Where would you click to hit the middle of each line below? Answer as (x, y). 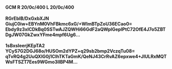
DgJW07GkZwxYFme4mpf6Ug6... (43, 35)
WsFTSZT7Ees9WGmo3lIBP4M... (41, 62)
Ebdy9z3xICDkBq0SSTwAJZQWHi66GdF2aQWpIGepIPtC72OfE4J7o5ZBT (85, 29)
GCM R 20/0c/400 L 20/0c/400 (40, 7)
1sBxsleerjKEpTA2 (25, 45)
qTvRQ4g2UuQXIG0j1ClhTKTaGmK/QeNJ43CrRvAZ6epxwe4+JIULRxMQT (86, 57)
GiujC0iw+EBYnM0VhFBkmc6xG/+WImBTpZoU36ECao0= (69, 24)
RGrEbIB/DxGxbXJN (27, 18)
